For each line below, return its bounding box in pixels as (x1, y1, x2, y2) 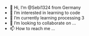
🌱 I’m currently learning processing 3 (9, 15, 85, 20)
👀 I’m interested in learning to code (9, 10, 81, 16)
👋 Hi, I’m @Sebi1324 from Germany (9, 5, 81, 10)
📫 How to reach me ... (9, 26, 55, 31)
